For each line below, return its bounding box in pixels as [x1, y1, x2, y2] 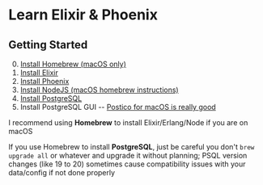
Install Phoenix [19, 77, 70, 86]
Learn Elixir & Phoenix [8, 6, 158, 24]
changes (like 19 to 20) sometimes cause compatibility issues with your [8, 159, 246, 169]
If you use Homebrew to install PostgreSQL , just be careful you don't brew [8, 142, 255, 151]
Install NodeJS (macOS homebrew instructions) [19, 85, 180, 95]
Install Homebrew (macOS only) [19, 59, 127, 69]
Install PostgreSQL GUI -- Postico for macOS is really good [19, 103, 216, 111]
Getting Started [8, 38, 88, 52]
